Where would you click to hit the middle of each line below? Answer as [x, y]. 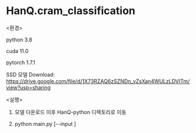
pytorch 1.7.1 [21, 62]
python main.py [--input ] [45, 124]
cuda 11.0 [17, 51]
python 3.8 [19, 39]
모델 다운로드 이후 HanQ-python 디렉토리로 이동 [70, 112]
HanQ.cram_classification [71, 11]
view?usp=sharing [29, 87]
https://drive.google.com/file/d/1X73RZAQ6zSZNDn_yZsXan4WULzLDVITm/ [98, 81]
